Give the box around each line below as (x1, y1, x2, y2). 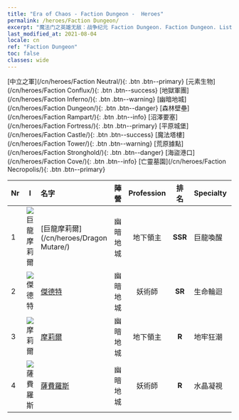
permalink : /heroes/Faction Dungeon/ (7, 17, 119, 24)
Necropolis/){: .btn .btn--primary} (7, 165, 105, 173)
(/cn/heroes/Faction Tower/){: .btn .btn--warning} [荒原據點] (7, 139, 184, 148)
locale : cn (7, 37, 40, 44)
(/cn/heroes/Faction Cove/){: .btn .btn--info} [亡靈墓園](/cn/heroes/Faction (7, 157, 226, 166)
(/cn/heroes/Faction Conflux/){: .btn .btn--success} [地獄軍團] (7, 86, 190, 95)
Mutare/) (40, 242, 70, 252)
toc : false (7, 50, 40, 58)
